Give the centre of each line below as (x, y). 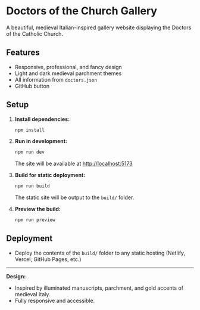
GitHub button (32, 86)
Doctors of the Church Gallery (82, 11)
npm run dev (29, 152)
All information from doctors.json (56, 79)
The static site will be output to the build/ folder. (74, 197)
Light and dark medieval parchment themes (68, 73)
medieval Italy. (32, 294)
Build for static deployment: (50, 175)
